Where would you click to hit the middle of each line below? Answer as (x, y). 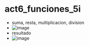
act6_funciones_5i (43, 9)
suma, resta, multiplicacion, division (48, 23)
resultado (21, 33)
